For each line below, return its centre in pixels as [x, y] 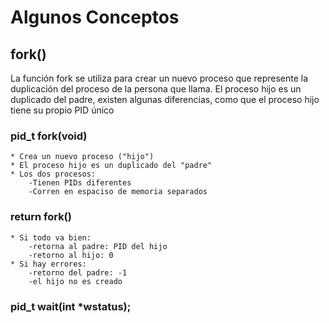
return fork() [41, 217]
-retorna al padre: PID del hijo [98, 246]
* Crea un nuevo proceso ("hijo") [82, 157]
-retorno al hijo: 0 [71, 255]
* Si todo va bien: [51, 237]
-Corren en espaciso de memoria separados [118, 192]
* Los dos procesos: [53, 174]
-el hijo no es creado [75, 281]
